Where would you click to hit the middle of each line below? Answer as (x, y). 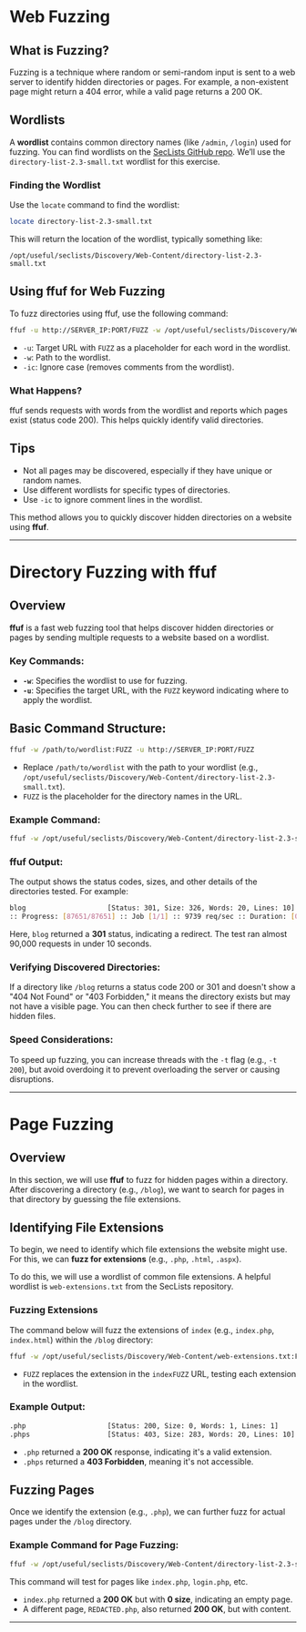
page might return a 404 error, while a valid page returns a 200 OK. (136, 92)
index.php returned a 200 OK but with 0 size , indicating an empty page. (158, 1599)
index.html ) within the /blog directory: (82, 1340)
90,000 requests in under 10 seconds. (81, 943)
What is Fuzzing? (59, 51)
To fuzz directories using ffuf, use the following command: (119, 313)
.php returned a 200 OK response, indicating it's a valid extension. (147, 1452)
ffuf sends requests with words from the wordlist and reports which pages (149, 410)
